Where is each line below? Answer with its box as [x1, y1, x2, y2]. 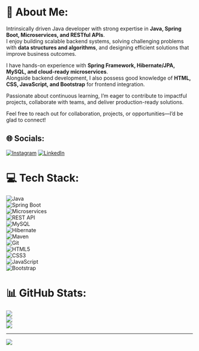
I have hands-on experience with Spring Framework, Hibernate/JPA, [6, 62, 175, 69]
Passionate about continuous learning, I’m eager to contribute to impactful [6, 92, 188, 99]
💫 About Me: [6, 5, 69, 19]
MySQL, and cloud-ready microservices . [6, 68, 108, 75]
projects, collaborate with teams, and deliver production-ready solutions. [6, 98, 184, 106]
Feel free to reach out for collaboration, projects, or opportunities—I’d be [6, 110, 184, 117]
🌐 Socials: [6, 134, 45, 144]
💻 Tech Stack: [6, 171, 79, 185]
